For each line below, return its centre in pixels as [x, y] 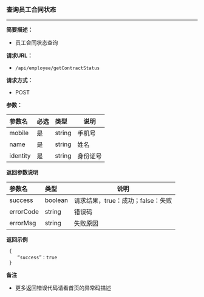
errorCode [24, 212]
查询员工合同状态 [31, 9]
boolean [56, 200]
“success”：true [37, 258]
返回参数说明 [22, 172]
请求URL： [20, 55]
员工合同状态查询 [36, 43]
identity [20, 156]
